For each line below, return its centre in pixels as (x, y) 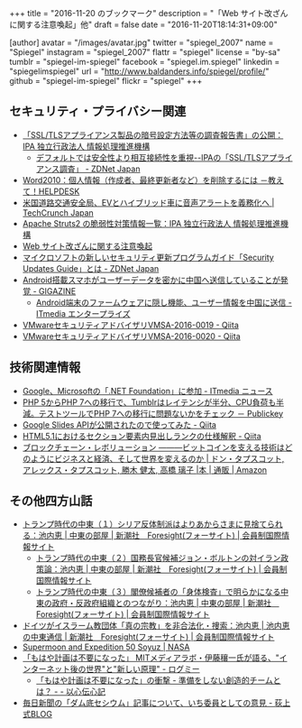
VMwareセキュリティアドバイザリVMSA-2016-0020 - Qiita (131, 336)
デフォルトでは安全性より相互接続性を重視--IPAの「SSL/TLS (148, 157)
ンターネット (46, 669)
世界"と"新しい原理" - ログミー (142, 669)
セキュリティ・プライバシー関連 (98, 111)
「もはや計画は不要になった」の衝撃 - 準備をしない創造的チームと (158, 680)
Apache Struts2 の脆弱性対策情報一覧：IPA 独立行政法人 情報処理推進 (151, 223)
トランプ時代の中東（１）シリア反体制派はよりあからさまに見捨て (145, 524)
